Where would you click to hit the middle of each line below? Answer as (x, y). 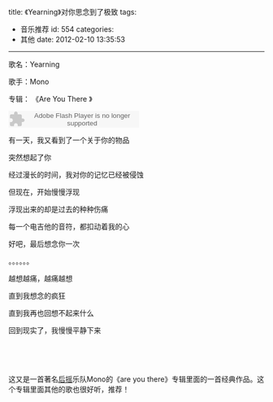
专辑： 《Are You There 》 (50, 99)
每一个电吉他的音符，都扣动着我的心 (69, 227)
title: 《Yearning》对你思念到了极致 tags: (72, 12)
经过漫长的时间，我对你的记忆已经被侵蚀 (76, 175)
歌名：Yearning (34, 64)
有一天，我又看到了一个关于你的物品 (69, 140)
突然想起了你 (30, 157)
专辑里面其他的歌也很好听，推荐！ (72, 389)
